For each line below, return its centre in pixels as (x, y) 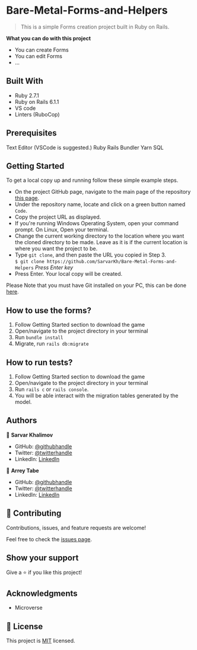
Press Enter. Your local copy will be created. (69, 274)
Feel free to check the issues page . (49, 539)
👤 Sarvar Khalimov (30, 435)
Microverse (28, 608)
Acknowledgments (42, 593)
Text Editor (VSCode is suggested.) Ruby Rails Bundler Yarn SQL (85, 147)
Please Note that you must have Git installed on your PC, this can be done (96, 285)
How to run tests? (39, 362)
